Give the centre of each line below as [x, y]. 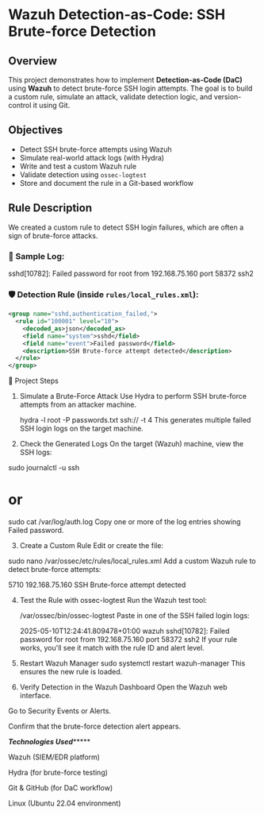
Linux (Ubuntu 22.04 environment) [65, 803]
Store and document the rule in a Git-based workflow [107, 183]
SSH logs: [36, 452]
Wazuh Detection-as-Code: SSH [117, 15]
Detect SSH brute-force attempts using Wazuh [96, 149]
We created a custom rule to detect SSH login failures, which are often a [126, 227]
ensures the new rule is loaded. [71, 672]
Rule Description [50, 208]
